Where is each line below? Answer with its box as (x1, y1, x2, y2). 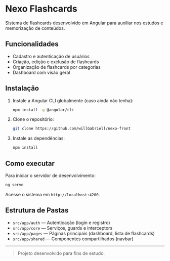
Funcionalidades (5, 40, 59, 49)
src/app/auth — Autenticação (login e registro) (12, 220, 110, 226)
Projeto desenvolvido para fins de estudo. (17, 250, 105, 256)
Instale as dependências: (12, 135, 65, 142)
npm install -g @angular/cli (12, 107, 74, 112)
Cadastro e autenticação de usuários (12, 53, 90, 59)
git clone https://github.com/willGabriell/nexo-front (12, 126, 131, 132)
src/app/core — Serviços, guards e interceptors (12, 225, 113, 231)
